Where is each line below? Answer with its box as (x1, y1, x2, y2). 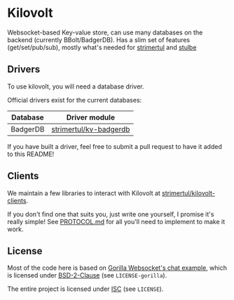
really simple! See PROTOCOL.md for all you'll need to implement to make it (7, 217, 226, 226)
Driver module (66, 112, 116, 122)
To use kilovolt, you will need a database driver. (7, 82, 144, 91)
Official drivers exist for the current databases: (7, 96, 142, 104)
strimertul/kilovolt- (162, 188, 215, 197)
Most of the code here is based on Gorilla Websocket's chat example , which (7, 263, 228, 272)
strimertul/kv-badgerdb (51, 124, 130, 134)
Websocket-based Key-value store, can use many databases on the (7, 28, 203, 37)
